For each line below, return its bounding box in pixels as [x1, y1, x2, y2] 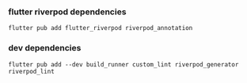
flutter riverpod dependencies [8, 6, 127, 17]
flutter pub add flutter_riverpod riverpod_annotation [8, 25, 193, 32]
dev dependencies [8, 43, 82, 54]
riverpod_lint [8, 67, 55, 75]
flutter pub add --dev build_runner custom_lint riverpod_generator [8, 60, 239, 69]
